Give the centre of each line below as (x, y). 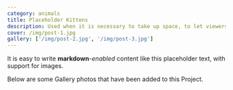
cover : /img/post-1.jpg (42, 33)
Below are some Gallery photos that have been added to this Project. (105, 79)
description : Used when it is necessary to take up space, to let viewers (118, 26)
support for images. (35, 66)
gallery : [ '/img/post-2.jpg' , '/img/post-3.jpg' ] (80, 39)
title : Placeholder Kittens (48, 20)
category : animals (34, 13)
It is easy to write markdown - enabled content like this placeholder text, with (116, 58)
